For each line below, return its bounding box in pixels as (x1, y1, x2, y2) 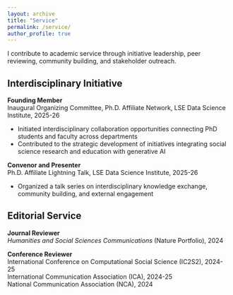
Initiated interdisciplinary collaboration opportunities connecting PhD (17, 125, 217, 133)
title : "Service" (7, 17, 59, 24)
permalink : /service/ (7, 23, 71, 30)
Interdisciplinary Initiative (7, 77, 123, 89)
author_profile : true (7, 30, 71, 37)
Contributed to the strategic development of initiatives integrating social (17, 140, 227, 148)
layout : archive (7, 10, 55, 18)
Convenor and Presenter (7, 161, 81, 169)
